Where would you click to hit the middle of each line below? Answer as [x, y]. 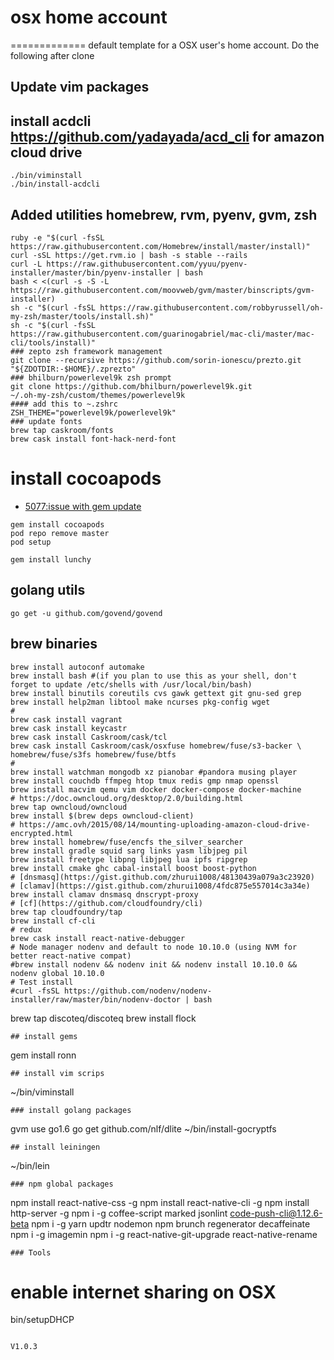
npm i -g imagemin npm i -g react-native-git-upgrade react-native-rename [164, 1234]
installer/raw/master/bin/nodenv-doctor [96, 999]
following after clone [52, 55]
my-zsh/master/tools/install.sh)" [82, 316]
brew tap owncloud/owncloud [69, 807]
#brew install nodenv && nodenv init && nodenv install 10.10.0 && [154, 964]
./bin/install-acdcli [55, 184]
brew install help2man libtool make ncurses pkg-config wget [140, 702]
